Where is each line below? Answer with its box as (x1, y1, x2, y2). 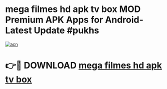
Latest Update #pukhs (5, 25, 99, 36)
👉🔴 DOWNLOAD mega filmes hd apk (5, 60, 162, 71)
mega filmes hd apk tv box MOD (5, 3, 141, 15)
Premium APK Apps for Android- (5, 14, 144, 25)
